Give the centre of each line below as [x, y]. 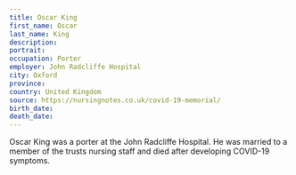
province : [28, 84]
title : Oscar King [43, 17]
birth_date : [31, 108]
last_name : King [39, 34]
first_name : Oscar [43, 26]
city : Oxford [33, 76]
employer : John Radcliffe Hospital [75, 68]
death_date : [31, 116]
